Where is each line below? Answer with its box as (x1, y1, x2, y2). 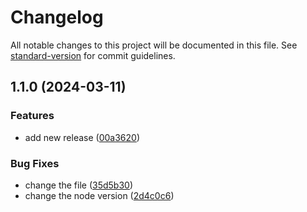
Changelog (10, 6, 104, 29)
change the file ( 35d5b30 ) (24, 179, 134, 191)
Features (10, 109, 55, 123)
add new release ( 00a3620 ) (24, 131, 141, 143)
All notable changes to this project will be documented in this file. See (10, 39, 298, 51)
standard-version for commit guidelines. (10, 49, 176, 61)
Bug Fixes (10, 156, 60, 170)
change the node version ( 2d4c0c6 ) (24, 189, 175, 201)
